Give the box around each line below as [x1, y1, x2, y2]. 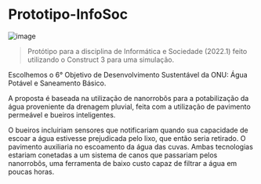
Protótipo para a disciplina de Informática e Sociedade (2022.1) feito [27, 46, 248, 56]
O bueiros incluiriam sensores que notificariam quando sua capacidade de [8, 125, 248, 135]
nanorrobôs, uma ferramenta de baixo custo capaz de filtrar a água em [8, 158, 237, 168]
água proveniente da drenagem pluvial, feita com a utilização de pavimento [8, 102, 251, 111]
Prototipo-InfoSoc [8, 5, 128, 23]
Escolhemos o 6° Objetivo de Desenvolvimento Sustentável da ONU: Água [8, 70, 248, 79]
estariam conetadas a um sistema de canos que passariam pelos [8, 150, 218, 160]
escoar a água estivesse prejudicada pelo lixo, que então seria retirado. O [8, 133, 246, 143]
